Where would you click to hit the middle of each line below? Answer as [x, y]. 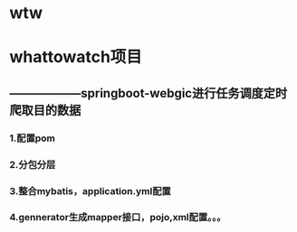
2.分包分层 [33, 164]
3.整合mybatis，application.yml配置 [91, 190]
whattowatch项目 [76, 57]
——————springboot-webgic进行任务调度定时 [148, 93]
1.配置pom [33, 138]
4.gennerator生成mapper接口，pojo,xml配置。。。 [118, 218]
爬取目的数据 [45, 110]
